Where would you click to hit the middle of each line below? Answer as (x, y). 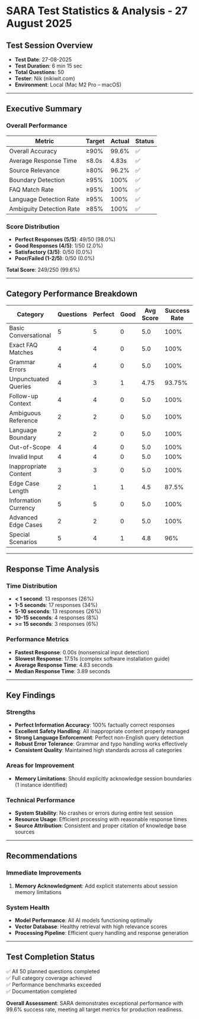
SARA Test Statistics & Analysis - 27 (97, 11)
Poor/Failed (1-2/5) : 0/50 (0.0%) (54, 258)
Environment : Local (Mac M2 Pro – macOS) (68, 85)
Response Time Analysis (53, 569)
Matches (21, 352)
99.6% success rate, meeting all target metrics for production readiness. (95, 1009)
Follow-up (24, 396)
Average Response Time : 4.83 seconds (63, 665)
